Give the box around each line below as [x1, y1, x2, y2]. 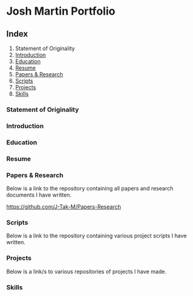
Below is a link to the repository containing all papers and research [6, 184, 174, 192]
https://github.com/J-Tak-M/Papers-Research [6, 203, 121, 210]
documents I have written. [6, 191, 72, 198]
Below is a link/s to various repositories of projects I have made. [6, 267, 167, 275]
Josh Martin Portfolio [6, 4, 116, 18]
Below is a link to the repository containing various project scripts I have [6, 232, 187, 239]
